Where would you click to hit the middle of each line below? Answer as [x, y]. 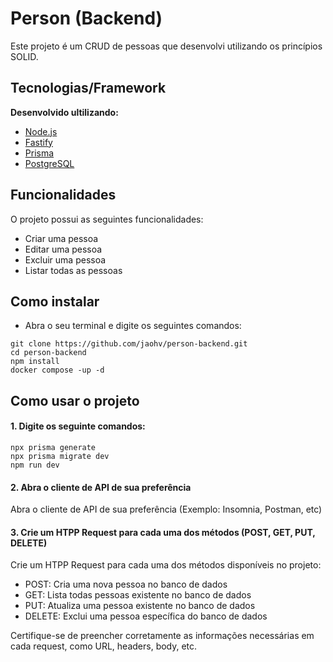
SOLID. [24, 56]
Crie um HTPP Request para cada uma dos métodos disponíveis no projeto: [166, 565]
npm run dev [35, 465]
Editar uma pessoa [63, 249]
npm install [35, 362]
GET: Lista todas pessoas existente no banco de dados [138, 595]
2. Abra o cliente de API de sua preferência [101, 487]
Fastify [38, 142]
